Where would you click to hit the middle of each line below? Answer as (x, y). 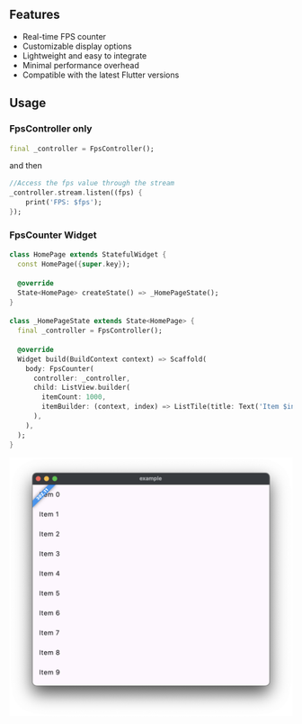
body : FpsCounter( (60, 368)
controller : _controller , (81, 378)
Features (35, 15)
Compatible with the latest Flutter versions (101, 75)
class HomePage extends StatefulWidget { (88, 255)
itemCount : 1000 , (74, 397)
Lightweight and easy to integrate (84, 55)
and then (26, 166)
